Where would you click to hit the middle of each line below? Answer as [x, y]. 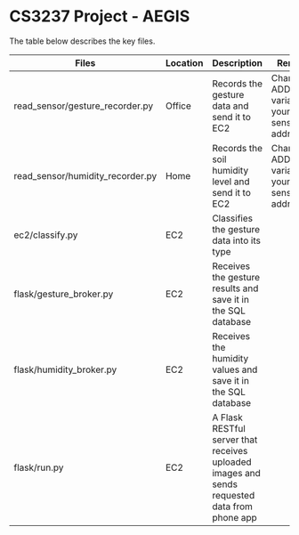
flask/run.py [39, 467]
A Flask [227, 417]
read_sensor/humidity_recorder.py [85, 175]
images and [236, 473]
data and [230, 106]
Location [184, 62]
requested [234, 495]
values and [235, 369]
